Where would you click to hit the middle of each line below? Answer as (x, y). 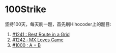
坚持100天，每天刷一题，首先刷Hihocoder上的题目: (58, 24)
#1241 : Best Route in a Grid (41, 34)
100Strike (25, 9)
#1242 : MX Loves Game (38, 40)
